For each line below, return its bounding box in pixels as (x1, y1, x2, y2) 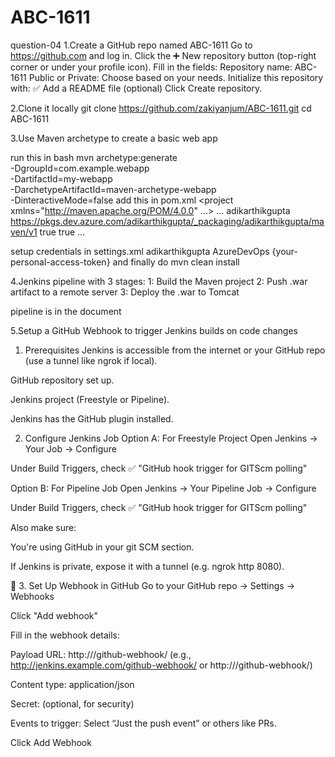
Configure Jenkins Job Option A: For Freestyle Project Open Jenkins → (24, 432, 318, 444)
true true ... (39, 226, 86, 238)
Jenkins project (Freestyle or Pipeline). (10, 393, 170, 405)
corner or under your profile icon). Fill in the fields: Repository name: (10, 61, 293, 73)
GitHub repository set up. (10, 374, 115, 386)
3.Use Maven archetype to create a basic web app (10, 132, 218, 144)
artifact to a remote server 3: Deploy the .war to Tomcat (10, 286, 240, 298)
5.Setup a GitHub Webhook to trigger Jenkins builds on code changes (10, 324, 298, 336)
